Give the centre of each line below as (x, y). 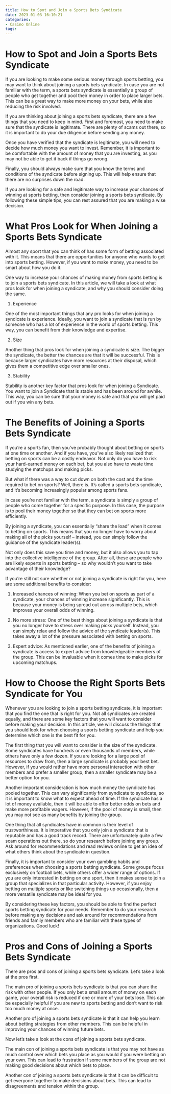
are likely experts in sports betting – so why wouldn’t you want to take (79, 563)
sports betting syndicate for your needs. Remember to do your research (81, 909)
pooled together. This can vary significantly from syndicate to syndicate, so (85, 793)
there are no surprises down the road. (45, 180)
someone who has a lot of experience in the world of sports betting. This (82, 324)
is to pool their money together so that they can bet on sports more (76, 511)
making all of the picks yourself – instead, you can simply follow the (76, 537)
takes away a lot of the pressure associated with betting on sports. (83, 636)
